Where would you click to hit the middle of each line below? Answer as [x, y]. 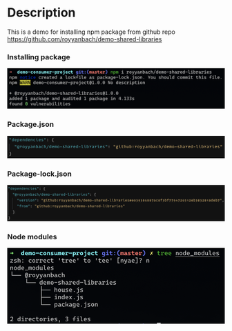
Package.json [30, 124]
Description [41, 13]
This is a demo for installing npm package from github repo [91, 32]
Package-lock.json [40, 174]
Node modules [32, 237]
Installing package [39, 57]
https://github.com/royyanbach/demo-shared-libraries [85, 39]
